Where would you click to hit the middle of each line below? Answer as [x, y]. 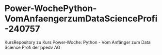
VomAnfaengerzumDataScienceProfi [81, 19]
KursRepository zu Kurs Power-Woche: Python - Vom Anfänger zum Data [78, 42]
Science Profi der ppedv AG [32, 47]
